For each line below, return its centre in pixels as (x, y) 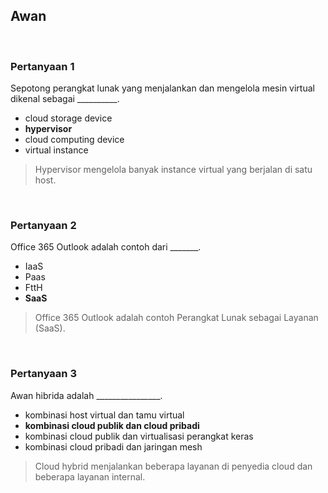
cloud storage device (68, 118)
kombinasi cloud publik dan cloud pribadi (112, 425)
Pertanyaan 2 (43, 226)
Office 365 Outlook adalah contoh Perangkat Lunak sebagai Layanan (176, 318)
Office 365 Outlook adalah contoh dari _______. (106, 247)
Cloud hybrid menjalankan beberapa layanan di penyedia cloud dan (173, 466)
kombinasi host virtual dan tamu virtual (104, 415)
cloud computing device (74, 140)
